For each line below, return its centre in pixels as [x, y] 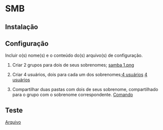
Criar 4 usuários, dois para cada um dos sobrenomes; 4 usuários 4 [80, 75]
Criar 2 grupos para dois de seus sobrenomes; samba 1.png [73, 65]
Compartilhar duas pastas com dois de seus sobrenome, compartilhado [85, 89]
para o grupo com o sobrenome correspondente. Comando [73, 95]
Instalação [22, 27]
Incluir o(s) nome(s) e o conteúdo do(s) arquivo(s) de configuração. [74, 55]
